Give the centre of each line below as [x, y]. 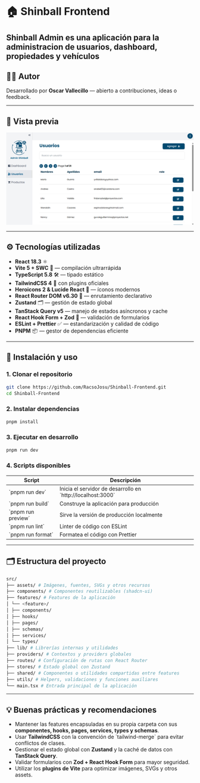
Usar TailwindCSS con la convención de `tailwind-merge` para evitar [99, 737]
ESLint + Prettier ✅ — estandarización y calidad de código [87, 324]
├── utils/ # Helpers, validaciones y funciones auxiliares [82, 679]
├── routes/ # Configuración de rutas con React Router [77, 661]
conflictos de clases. [40, 743]
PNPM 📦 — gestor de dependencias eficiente [72, 331]
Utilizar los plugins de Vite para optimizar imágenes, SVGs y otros [96, 769]
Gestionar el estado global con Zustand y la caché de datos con [93, 750]
